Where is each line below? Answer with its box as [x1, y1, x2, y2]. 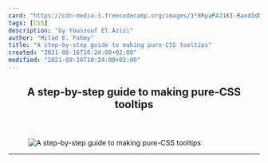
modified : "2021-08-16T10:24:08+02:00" [8, 56, 141, 64]
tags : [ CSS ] [8, 19, 48, 27]
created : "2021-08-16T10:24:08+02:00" [8, 49, 137, 56]
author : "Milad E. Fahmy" [8, 33, 94, 42]
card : [8, 11, 26, 20]
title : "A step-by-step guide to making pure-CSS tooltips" [8, 41, 213, 49]
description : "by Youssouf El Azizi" [8, 26, 134, 34]
